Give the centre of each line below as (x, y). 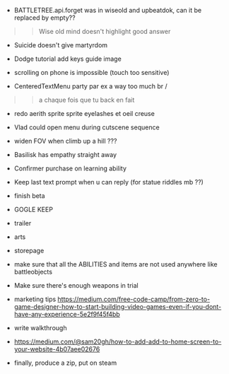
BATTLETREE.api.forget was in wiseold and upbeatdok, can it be (108, 10)
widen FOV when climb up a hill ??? (65, 141)
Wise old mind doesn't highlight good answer (105, 31)
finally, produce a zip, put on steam (65, 363)
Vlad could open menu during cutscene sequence (87, 127)
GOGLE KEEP (33, 209)
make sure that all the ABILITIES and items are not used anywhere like (116, 264)
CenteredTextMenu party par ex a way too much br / (90, 86)
